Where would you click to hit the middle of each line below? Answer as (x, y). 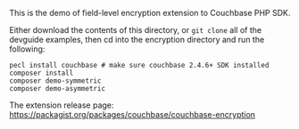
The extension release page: (62, 105)
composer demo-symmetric (55, 81)
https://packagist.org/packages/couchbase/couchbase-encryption (133, 114)
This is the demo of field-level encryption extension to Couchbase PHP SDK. (150, 13)
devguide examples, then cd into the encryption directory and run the (137, 40)
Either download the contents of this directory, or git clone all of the (135, 30)
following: (27, 49)
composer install (42, 73)
